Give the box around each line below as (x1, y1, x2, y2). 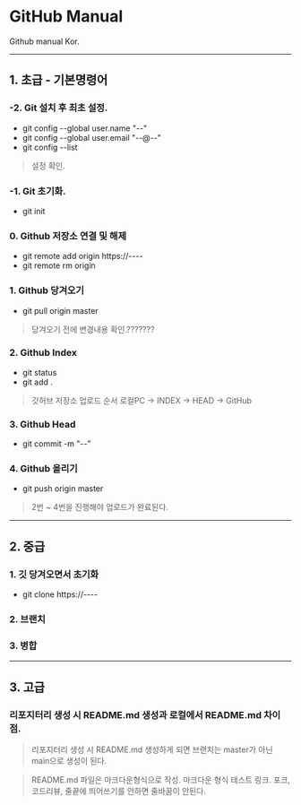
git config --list (21, 142, 78, 152)
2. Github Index (9, 347, 78, 359)
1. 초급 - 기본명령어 (9, 73, 108, 88)
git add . (21, 377, 54, 387)
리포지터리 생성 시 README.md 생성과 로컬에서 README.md (9, 708, 262, 721)
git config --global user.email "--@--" (21, 132, 161, 143)
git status (21, 367, 57, 377)
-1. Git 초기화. (9, 185, 66, 197)
